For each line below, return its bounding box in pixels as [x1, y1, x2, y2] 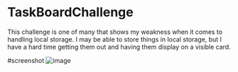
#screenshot [7, 56, 45, 64]
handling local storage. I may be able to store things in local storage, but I [7, 35, 222, 43]
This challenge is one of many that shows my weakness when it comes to [7, 28, 222, 36]
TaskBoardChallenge [7, 4, 134, 20]
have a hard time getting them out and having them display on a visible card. [7, 42, 231, 51]
